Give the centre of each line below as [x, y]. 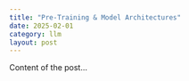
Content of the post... [48, 68]
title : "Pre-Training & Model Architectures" [95, 17]
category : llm [36, 34]
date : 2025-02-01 [41, 26]
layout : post [33, 42]
